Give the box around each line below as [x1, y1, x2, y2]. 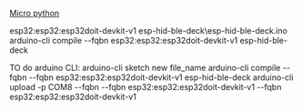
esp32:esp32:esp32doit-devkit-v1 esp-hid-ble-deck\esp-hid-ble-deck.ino [9, 25, 288, 35]
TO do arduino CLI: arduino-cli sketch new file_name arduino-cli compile [9, 63, 281, 73]
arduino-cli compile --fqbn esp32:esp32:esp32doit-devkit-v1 [9, 35, 238, 45]
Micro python [9, 8, 60, 18]
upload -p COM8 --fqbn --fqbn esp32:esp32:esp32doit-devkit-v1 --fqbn [9, 82, 282, 92]
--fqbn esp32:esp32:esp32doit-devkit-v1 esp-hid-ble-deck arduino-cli [28, 72, 294, 83]
